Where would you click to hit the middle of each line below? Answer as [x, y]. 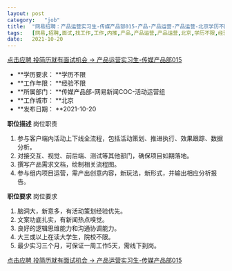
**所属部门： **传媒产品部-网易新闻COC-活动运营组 [91, 92]
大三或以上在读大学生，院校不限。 [66, 237]
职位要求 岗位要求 [32, 196]
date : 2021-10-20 [35, 39]
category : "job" [33, 20]
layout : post [26, 13]
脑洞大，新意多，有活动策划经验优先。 [71, 211]
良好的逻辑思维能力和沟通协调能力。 [69, 228]
